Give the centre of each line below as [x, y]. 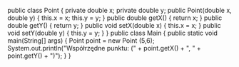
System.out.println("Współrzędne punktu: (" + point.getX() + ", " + [104, 48]
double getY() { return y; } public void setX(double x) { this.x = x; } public [114, 25]
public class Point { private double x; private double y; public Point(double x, [119, 10]
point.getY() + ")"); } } [39, 56]
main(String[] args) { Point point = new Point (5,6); [81, 41]
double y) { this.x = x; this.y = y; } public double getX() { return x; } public [115, 18]
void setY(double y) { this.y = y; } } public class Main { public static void [112, 33]
